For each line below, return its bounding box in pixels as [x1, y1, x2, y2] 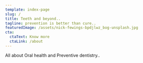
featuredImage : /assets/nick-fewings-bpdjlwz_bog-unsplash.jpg [5, 25, 139, 30]
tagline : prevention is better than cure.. [5, 21, 96, 26]
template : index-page [5, 7, 50, 12]
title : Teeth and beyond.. [5, 16, 61, 21]
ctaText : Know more [9, 35, 50, 40]
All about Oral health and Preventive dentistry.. [5, 52, 100, 58]
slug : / [5, 12, 21, 17]
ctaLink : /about [9, 39, 43, 44]
